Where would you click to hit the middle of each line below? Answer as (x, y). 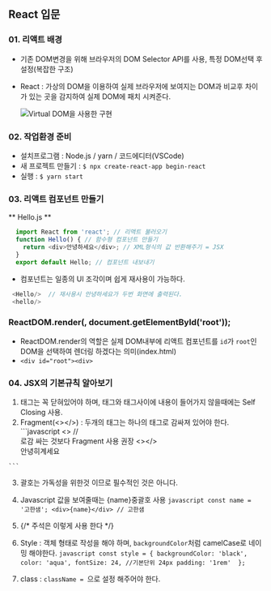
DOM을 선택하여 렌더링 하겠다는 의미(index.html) (98, 351)
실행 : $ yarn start (51, 176)
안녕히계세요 (40, 451)
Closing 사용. (41, 412)
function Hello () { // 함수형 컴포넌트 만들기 (87, 240)
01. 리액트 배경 (36, 40)
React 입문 (34, 15)
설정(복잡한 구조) (47, 69)
